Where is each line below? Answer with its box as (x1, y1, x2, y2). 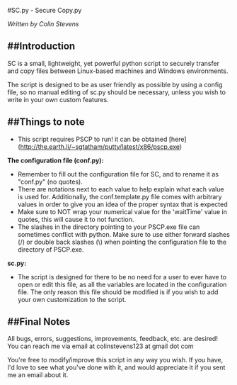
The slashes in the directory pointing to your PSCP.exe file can (17, 223, 200, 231)
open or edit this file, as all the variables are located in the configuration (17, 280, 227, 289)
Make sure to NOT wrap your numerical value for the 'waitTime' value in (17, 207, 228, 216)
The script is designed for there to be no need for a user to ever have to (17, 272, 227, 281)
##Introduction (7, 40, 76, 52)
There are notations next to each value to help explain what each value (17, 184, 224, 194)
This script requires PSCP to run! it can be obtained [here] (17, 135, 187, 143)
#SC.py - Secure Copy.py (7, 6, 82, 14)
